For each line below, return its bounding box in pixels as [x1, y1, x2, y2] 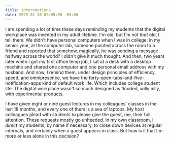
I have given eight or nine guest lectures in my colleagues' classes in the [5, 100, 157, 106]
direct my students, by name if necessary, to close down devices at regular [5, 122, 162, 128]
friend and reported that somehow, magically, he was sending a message [5, 48, 158, 54]
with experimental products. [5, 91, 64, 97]
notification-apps [5, 80, 42, 86]
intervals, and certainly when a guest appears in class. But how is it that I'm [5, 127, 163, 133]
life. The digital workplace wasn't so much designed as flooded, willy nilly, [5, 85, 160, 91]
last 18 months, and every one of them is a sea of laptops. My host [5, 106, 144, 112]
